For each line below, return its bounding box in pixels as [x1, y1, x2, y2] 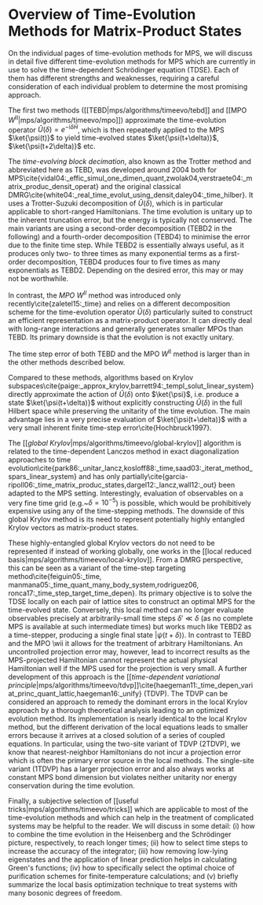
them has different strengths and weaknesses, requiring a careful [8, 73, 220, 83]
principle [8, 681, 37, 690]
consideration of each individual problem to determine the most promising [8, 81, 248, 91]
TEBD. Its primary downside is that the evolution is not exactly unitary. [8, 332, 234, 342]
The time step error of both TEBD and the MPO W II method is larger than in [8, 347, 250, 358]
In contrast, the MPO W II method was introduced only [8, 289, 181, 300]
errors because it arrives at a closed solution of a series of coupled [8, 731, 225, 740]
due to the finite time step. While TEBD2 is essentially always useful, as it [8, 240, 245, 250]
